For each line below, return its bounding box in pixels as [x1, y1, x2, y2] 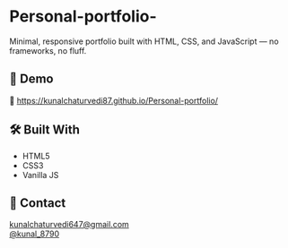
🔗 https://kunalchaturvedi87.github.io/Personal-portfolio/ [9, 95, 218, 106]
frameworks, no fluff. [9, 45, 87, 56]
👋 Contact [9, 195, 66, 210]
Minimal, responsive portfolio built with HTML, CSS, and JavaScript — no [9, 36, 280, 47]
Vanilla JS [22, 169, 59, 180]
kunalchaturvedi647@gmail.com [9, 219, 130, 230]
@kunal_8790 [9, 228, 60, 239]
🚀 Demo [9, 72, 54, 87]
